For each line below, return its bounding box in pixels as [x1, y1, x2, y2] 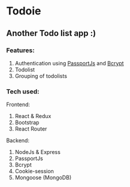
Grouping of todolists [14, 72, 68, 79]
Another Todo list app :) [6, 28, 96, 38]
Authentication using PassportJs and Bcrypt [14, 59, 124, 67]
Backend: [6, 137, 30, 144]
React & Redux [14, 113, 52, 120]
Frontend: [6, 101, 31, 108]
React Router [14, 125, 47, 132]
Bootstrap [14, 119, 40, 126]
